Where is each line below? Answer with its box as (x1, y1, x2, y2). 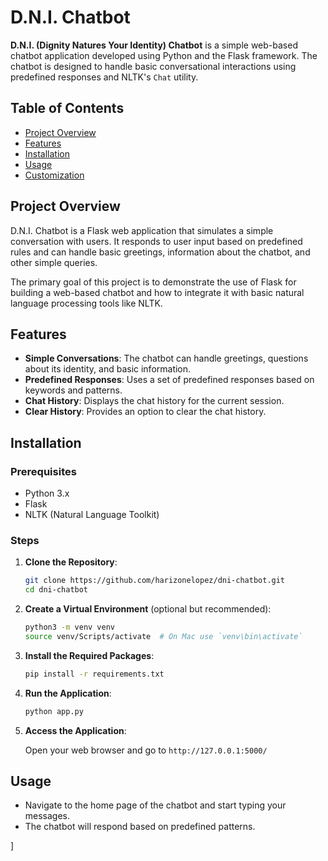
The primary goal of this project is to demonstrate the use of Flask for (10, 276, 297, 288)
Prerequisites (10, 464, 77, 478)
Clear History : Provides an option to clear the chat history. (24, 406, 267, 418)
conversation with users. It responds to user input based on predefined (10, 235, 303, 247)
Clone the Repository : (24, 556, 118, 568)
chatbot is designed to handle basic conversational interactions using (10, 60, 297, 72)
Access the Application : (24, 724, 127, 736)
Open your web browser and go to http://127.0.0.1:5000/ (24, 744, 268, 756)
